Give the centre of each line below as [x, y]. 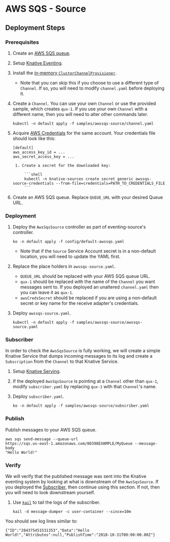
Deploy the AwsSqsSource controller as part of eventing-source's [79, 227]
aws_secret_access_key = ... [43, 156]
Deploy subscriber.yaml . [38, 396]
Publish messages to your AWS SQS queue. [51, 430]
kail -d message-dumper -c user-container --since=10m [72, 512]
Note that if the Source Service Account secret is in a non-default [88, 251]
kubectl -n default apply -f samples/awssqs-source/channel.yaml [83, 123]
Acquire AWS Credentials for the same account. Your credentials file [84, 133]
